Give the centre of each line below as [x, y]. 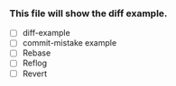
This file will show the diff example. [88, 13]
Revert [35, 73]
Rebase [37, 53]
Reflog [35, 63]
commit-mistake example [69, 43]
